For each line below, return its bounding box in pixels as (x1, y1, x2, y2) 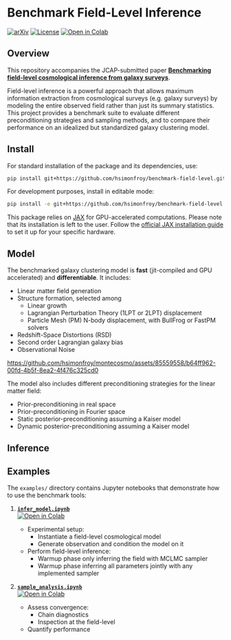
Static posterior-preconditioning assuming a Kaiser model (16, 415, 181, 423)
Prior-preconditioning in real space (16, 400, 116, 408)
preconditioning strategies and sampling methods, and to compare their (7, 116, 210, 124)
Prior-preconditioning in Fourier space (16, 408, 126, 416)
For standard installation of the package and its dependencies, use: (7, 161, 198, 170)
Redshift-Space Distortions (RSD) (16, 331, 112, 339)
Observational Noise (16, 346, 76, 354)
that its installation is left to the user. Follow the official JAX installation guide (7, 221, 223, 229)
